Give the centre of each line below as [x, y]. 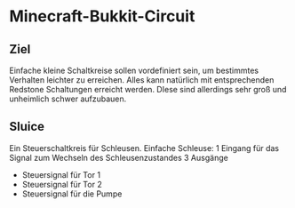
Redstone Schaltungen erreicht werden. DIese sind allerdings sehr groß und [148, 89]
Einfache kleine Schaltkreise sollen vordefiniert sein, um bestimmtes [134, 70]
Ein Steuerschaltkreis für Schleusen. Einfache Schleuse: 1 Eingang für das [144, 148]
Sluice [27, 127]
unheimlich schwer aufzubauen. [68, 99]
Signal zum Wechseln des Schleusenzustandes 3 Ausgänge [119, 157]
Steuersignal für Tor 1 [61, 174]
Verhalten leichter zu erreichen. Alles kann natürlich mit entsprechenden [142, 80]
